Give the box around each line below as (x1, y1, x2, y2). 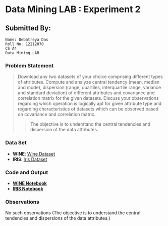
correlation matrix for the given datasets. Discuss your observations (17, 95, 159, 101)
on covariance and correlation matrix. (17, 111, 96, 118)
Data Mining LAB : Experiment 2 (5, 4, 141, 15)
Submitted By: (5, 24, 51, 32)
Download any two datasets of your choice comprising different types (17, 73, 163, 80)
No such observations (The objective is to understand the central (5, 210, 141, 216)
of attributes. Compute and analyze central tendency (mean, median (17, 79, 160, 85)
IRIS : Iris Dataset (12, 156, 47, 162)
